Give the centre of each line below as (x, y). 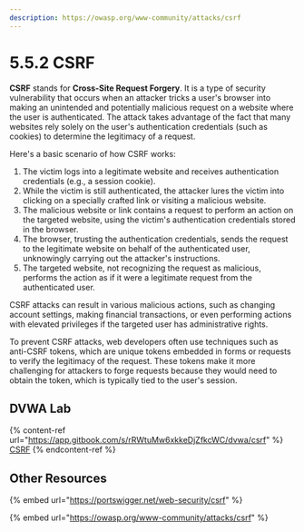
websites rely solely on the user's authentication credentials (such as (138, 126)
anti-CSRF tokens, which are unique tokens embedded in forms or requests (151, 351)
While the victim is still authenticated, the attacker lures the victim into (153, 191)
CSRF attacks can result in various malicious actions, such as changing (142, 304)
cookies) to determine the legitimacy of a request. (103, 136)
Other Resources (58, 478)
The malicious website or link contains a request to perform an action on (158, 210)
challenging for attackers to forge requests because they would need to (143, 370)
